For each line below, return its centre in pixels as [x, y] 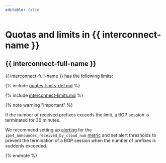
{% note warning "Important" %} [39, 105]
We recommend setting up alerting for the [49, 130]
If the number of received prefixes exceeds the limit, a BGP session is [77, 115]
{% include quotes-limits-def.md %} [43, 85]
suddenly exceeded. [26, 145]
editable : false [22, 10]
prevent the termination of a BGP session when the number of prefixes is [80, 140]
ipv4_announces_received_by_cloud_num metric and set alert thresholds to [81, 135]
